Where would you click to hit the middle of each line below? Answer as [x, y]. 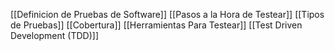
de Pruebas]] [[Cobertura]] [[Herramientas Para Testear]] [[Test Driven [156, 25]
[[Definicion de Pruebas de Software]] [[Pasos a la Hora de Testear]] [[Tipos [167, 14]
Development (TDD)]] [54, 35]
